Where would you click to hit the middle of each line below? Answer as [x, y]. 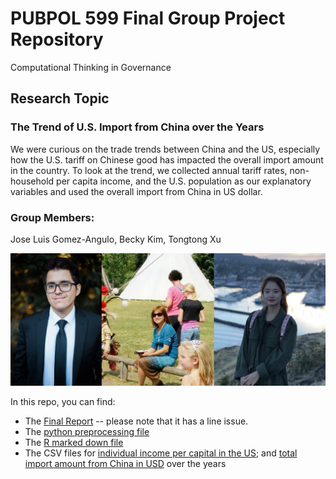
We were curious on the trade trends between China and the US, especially [165, 149]
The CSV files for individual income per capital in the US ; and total [161, 453]
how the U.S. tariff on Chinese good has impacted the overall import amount [167, 159]
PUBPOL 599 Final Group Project [148, 18]
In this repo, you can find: [63, 401]
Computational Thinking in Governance [91, 67]
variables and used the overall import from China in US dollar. [136, 191]
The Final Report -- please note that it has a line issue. [136, 421]
